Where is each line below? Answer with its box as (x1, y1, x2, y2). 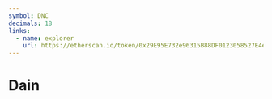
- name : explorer (15, 34, 74, 43)
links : (8, 27, 31, 35)
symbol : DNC (8, 11, 49, 20)
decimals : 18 (8, 19, 53, 27)
